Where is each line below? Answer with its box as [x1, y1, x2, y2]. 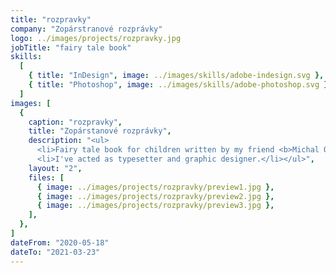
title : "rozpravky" [10, 14, 92, 25]
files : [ [28, 172, 65, 183]
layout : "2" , [28, 163, 83, 173]
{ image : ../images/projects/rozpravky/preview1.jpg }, [36, 182, 275, 192]
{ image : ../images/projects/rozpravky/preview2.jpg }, [36, 191, 275, 201]
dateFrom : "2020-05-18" [10, 237, 110, 248]
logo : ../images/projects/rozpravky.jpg [10, 33, 182, 43]
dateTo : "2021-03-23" [10, 247, 101, 257]
